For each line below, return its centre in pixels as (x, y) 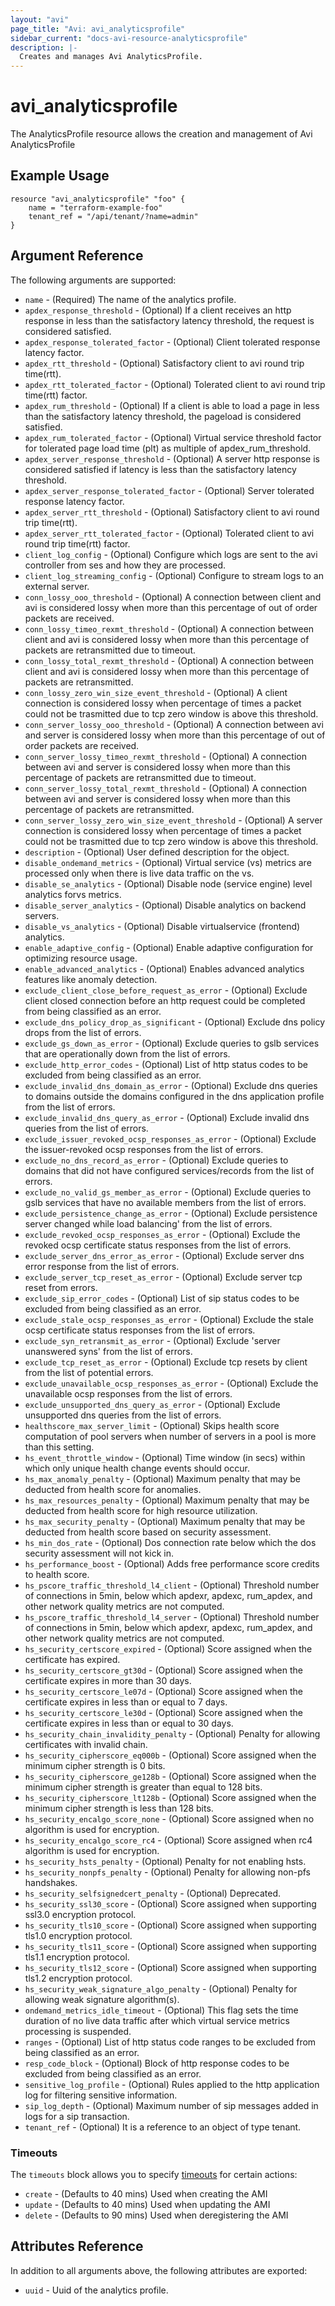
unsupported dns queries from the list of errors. (123, 1415)
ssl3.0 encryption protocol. (80, 1914)
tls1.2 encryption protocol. (78, 1978)
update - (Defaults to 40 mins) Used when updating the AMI (147, 2204)
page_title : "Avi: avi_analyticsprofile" (98, 29)
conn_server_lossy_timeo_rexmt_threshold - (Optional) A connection (165, 756)
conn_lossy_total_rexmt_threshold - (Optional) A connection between (169, 660)
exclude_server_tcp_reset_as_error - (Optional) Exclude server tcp (163, 1277)
